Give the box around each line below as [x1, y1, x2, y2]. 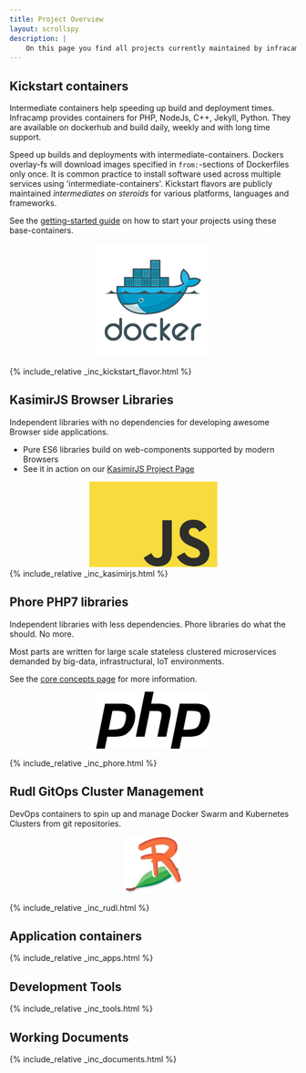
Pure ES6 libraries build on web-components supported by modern [22, 444, 275, 455]
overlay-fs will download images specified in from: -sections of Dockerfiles [9, 159, 290, 170]
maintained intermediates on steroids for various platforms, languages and [9, 188, 290, 199]
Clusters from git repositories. [9, 818, 121, 829]
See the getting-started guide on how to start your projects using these [9, 215, 277, 227]
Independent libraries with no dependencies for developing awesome [9, 416, 270, 427]
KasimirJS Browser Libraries [9, 393, 175, 408]
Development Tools [9, 979, 122, 995]
